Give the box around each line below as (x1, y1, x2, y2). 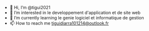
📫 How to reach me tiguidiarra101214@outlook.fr (9, 20, 109, 26)
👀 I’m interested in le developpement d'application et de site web (9, 10, 141, 15)
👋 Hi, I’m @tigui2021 (9, 5, 50, 10)
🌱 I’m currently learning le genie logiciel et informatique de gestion (9, 15, 144, 20)
